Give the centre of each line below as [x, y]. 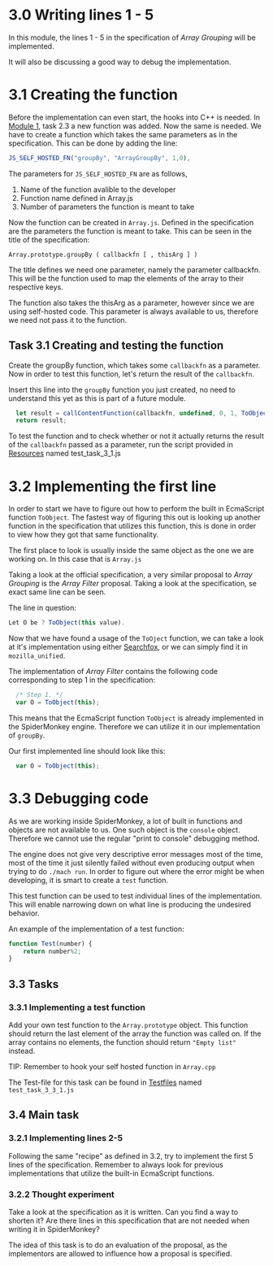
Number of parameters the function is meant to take [107, 207]
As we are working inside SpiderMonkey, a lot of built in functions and [126, 821]
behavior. [24, 913]
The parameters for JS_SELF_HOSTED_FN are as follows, [98, 173]
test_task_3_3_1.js [41, 1090]
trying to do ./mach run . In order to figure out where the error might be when [136, 871]
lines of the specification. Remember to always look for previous [116, 1164]
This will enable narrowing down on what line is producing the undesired [130, 904]
